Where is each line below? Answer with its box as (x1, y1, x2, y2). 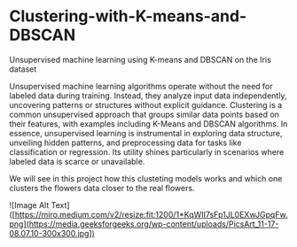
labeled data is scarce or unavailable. (9, 156, 145, 166)
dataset (9, 64, 37, 74)
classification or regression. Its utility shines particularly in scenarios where (9, 146, 285, 157)
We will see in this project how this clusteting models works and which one (9, 173, 283, 183)
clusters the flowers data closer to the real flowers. (9, 182, 195, 193)
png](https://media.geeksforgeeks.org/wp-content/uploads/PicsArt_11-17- (9, 219, 279, 229)
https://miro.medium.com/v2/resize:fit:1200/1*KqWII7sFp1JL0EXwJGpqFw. (14, 209, 288, 220)
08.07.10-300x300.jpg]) (9, 228, 95, 238)
